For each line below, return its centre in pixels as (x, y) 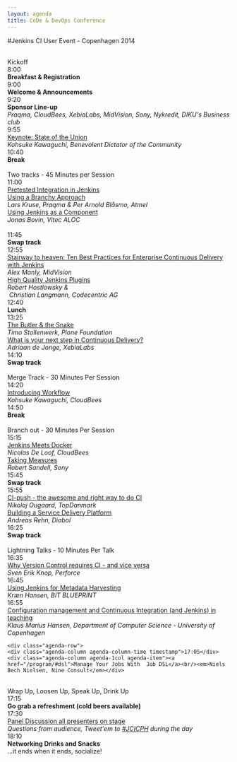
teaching (20, 617)
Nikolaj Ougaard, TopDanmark (52, 505)
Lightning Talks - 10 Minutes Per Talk (61, 550)
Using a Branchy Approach (47, 197)
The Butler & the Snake (41, 324)
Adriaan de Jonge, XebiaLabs (51, 347)
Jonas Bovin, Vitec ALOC (44, 219)
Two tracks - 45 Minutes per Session (61, 175)
